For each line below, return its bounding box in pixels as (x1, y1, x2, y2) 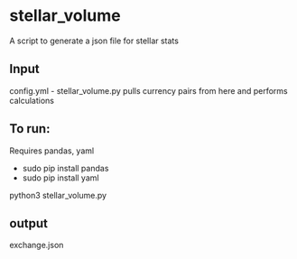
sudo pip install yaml (22, 172, 99, 183)
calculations (9, 95, 54, 106)
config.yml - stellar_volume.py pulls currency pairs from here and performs (9, 85, 288, 96)
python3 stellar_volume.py (9, 190, 107, 200)
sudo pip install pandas (22, 162, 109, 173)
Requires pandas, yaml (9, 145, 95, 156)
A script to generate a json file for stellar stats (9, 35, 179, 46)
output (9, 216, 48, 231)
